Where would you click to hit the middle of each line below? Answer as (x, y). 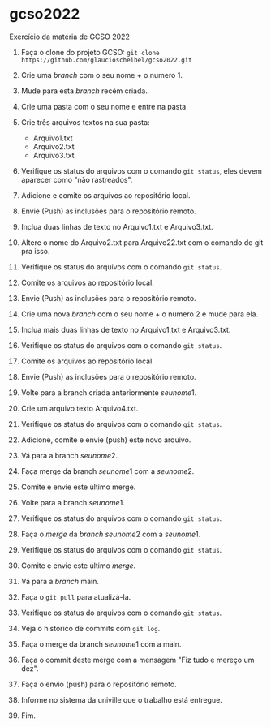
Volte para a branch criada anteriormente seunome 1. (109, 392)
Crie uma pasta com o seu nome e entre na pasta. (105, 106)
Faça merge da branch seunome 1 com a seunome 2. (108, 471)
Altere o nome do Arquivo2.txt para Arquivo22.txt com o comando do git (142, 242)
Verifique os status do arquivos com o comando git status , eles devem (142, 170)
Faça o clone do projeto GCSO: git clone (90, 52)
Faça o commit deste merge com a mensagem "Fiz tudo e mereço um (138, 660)
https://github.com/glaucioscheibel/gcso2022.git (107, 60)
